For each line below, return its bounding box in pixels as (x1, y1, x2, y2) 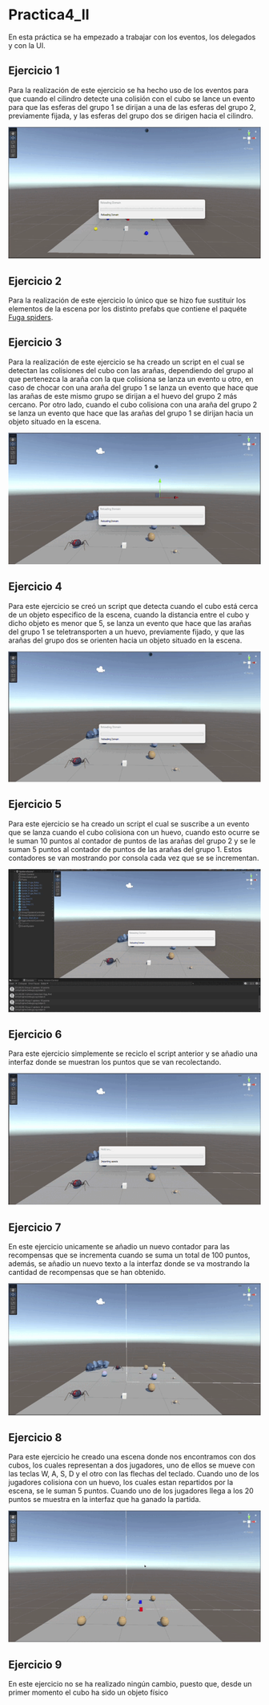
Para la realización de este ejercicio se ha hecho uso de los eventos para (8, 85, 249, 95)
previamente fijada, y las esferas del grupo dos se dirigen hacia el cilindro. (8, 111, 254, 120)
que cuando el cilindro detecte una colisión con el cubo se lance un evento (8, 94, 255, 104)
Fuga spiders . (8, 313, 54, 323)
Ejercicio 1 (8, 64, 60, 78)
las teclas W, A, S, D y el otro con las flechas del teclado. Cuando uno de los (8, 1469, 259, 1479)
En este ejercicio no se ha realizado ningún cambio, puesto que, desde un (8, 1679, 252, 1688)
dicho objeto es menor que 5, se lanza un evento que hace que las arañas (8, 618, 252, 627)
